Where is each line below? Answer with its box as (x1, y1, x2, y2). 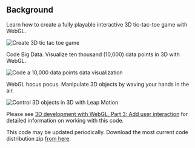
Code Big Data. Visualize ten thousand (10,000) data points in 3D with (6, 51, 180, 58)
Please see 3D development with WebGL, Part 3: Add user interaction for (6, 110, 188, 117)
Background (6, 5, 53, 15)
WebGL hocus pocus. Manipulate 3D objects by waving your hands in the (6, 80, 190, 88)
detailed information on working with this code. (6, 117, 124, 124)
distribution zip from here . (6, 135, 71, 142)
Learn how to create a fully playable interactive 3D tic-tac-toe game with (6, 21, 188, 28)
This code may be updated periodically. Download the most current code (6, 128, 189, 135)
